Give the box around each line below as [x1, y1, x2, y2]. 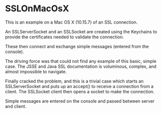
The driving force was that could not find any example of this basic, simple [5, 58, 157, 64]
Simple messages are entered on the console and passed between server [5, 98, 155, 104]
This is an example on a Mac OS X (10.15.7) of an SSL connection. [5, 19, 138, 25]
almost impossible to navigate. [5, 68, 67, 74]
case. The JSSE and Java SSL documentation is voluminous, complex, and [5, 63, 157, 69]
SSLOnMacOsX [5, 3, 69, 14]
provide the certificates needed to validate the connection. [5, 34, 124, 40]
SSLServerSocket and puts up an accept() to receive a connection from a [5, 83, 154, 89]
